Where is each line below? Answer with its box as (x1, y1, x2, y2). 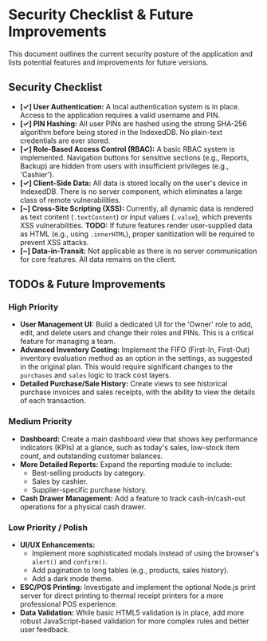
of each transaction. (19, 396, 86, 406)
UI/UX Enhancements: (19, 540, 96, 550)
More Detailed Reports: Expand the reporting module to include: (19, 459, 233, 469)
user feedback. (19, 625, 70, 635)
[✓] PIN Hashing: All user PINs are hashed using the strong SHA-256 (19, 118, 247, 129)
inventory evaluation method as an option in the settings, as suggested (19, 354, 253, 363)
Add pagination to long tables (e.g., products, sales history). (31, 565, 229, 576)
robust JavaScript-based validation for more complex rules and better (19, 616, 249, 626)
